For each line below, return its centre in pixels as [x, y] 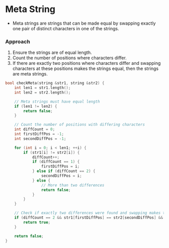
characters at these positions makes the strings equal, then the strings [86, 68]
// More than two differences [73, 185]
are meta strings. [30, 74]
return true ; [37, 222]
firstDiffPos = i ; [60, 167]
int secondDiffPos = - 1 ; [40, 139]
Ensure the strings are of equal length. [52, 53]
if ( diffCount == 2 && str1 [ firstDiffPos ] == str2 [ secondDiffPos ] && [89, 218]
